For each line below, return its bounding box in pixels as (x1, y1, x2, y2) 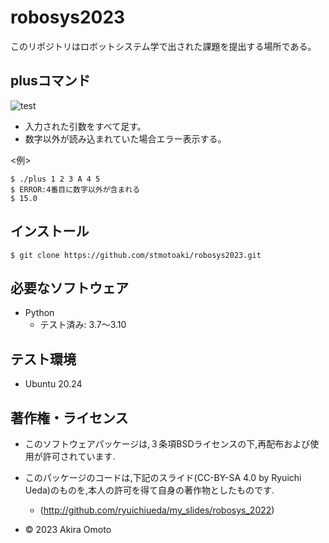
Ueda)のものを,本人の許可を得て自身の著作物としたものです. (24, 484, 275, 496)
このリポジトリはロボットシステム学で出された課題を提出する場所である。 (10, 40, 317, 52)
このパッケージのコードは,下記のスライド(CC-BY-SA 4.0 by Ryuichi (24, 472, 302, 483)
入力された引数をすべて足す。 (24, 120, 147, 132)
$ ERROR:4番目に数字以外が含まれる (10, 184, 141, 195)
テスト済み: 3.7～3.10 (39, 319, 127, 331)
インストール (10, 223, 90, 240)
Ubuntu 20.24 (24, 378, 83, 390)
